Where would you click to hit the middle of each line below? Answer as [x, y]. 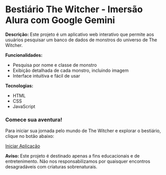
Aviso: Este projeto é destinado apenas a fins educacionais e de [73, 156]
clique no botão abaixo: [30, 136]
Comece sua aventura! [34, 119]
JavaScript [24, 106]
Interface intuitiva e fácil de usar [46, 76]
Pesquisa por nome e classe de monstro [55, 65]
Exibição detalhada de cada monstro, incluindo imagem [71, 70]
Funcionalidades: [24, 55]
